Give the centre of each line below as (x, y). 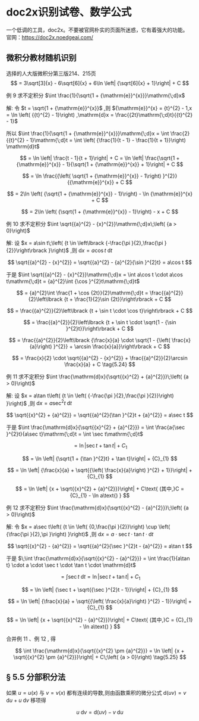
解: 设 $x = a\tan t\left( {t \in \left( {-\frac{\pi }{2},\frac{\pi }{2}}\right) (90, 395)
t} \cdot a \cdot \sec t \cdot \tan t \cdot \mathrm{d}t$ (71, 565)
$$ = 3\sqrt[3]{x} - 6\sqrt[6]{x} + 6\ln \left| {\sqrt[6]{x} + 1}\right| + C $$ (100, 83)
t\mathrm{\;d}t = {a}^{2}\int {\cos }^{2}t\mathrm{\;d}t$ (73, 281)
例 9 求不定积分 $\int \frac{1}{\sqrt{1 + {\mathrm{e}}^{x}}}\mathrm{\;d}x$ (96, 95)
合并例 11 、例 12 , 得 (31, 639)
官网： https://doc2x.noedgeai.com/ (50, 37)
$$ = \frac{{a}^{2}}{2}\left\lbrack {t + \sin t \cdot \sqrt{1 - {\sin (100, 322)
